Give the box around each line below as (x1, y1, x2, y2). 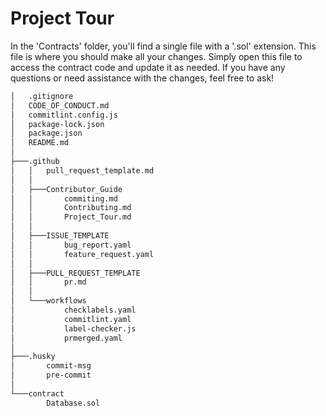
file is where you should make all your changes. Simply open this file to (10, 50, 303, 62)
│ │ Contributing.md (10, 203, 132, 213)
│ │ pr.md (10, 277, 87, 287)
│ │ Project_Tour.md (10, 212, 132, 222)
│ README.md (10, 138, 70, 148)
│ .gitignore (10, 91, 74, 101)
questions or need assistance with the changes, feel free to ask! (10, 72, 275, 84)
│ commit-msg (10, 361, 92, 371)
